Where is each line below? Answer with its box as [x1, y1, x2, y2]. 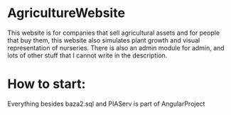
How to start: [7, 76, 86, 92]
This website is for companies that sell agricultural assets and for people [7, 28, 220, 37]
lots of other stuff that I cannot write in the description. [7, 51, 168, 60]
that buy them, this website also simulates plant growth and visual [7, 35, 200, 44]
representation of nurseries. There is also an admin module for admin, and [7, 43, 225, 52]
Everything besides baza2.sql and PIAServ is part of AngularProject [7, 99, 205, 108]
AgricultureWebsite [7, 5, 126, 21]
